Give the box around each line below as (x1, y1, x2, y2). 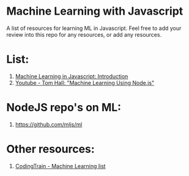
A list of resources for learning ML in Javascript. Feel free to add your (6, 24, 182, 32)
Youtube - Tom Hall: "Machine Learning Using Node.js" (15, 79, 155, 86)
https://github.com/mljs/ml (15, 120, 83, 128)
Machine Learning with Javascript (6, 4, 183, 18)
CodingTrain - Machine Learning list (15, 162, 106, 169)
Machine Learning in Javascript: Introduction (15, 72, 128, 80)
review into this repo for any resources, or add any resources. (6, 31, 162, 38)
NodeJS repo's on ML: (6, 101, 121, 114)
